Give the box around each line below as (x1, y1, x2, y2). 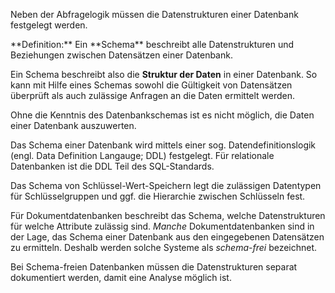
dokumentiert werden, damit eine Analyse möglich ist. (10, 272, 232, 283)
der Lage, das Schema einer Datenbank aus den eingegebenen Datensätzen (10, 231, 325, 243)
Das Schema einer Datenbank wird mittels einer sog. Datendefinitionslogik (10, 139, 317, 151)
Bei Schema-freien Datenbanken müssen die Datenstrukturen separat (10, 261, 298, 273)
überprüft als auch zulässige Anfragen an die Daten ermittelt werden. (10, 90, 296, 101)
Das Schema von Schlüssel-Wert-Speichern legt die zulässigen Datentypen (10, 180, 322, 191)
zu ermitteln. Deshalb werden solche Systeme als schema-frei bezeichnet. (10, 242, 318, 253)
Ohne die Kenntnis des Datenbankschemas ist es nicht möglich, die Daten (10, 109, 315, 121)
